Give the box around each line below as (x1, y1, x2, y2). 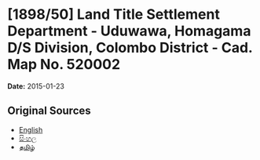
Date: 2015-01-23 (7, 81, 64, 91)
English (18, 125, 43, 134)
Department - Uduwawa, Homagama (7, 22, 251, 40)
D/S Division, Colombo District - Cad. (7, 39, 253, 56)
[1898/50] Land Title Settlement (7, 5, 221, 24)
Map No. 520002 (7, 56, 121, 74)
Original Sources (7, 104, 91, 118)
